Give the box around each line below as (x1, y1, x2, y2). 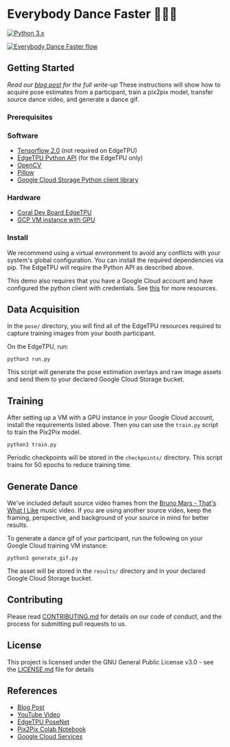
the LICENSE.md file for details (7, 665, 94, 673)
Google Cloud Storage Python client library (16, 175, 139, 184)
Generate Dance (7, 481, 78, 492)
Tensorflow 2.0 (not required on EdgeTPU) (16, 146, 137, 154)
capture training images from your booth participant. (7, 329, 156, 338)
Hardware (7, 193, 41, 202)
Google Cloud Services (16, 733, 83, 741)
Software (7, 131, 39, 140)
